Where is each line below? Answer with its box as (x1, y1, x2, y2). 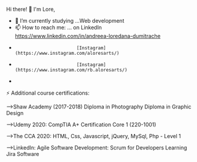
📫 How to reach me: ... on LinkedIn (14, 24, 102, 31)
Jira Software (6, 151, 39, 157)
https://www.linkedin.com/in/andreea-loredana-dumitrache (14, 33, 161, 39)
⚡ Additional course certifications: (6, 89, 90, 96)
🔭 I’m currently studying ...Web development (14, 17, 124, 24)
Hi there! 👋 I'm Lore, (6, 6, 56, 13)
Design (6, 110, 24, 116)
